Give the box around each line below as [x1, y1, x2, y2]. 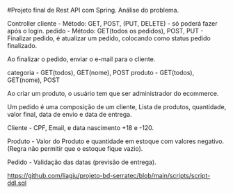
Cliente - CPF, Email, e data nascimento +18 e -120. [7, 124, 154, 131]
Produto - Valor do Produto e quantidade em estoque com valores [7, 137, 196, 145]
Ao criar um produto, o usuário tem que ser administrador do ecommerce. [7, 90, 219, 97]
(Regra [7, 145, 26, 152]
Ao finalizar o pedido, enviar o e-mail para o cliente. [7, 55, 156, 63]
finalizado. [7, 42, 38, 49]
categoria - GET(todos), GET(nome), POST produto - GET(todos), [7, 69, 195, 76]
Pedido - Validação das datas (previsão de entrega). [7, 158, 156, 166]
